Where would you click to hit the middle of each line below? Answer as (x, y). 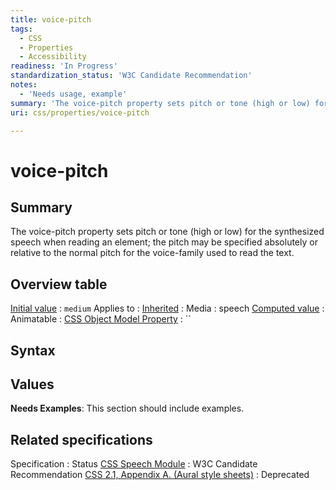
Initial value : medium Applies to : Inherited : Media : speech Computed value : (167, 308)
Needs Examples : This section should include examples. (127, 408)
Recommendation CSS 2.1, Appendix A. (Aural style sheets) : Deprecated (160, 475)
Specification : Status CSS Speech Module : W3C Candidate (134, 464)
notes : (24, 85)
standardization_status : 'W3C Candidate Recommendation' (131, 76)
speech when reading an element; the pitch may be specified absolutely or (164, 242)
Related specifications (81, 439)
